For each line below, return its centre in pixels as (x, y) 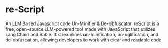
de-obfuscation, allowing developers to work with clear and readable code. (84, 40)
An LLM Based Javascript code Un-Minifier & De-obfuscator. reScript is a (82, 23)
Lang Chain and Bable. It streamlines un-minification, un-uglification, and (82, 34)
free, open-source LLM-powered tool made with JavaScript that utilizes (80, 29)
